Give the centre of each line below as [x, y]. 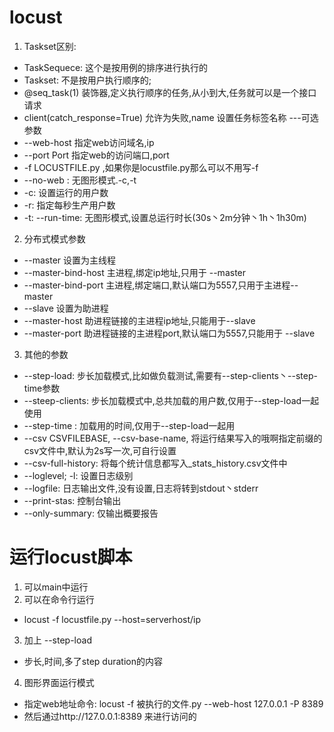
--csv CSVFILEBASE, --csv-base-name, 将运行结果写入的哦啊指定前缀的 [173, 438]
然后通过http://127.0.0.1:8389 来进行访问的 [110, 716]
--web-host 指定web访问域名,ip [89, 142]
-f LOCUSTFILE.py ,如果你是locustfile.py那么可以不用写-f [141, 167]
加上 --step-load [57, 640]
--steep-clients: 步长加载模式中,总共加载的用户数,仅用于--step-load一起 [171, 400]
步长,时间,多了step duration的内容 [93, 661]
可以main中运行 [56, 587]
